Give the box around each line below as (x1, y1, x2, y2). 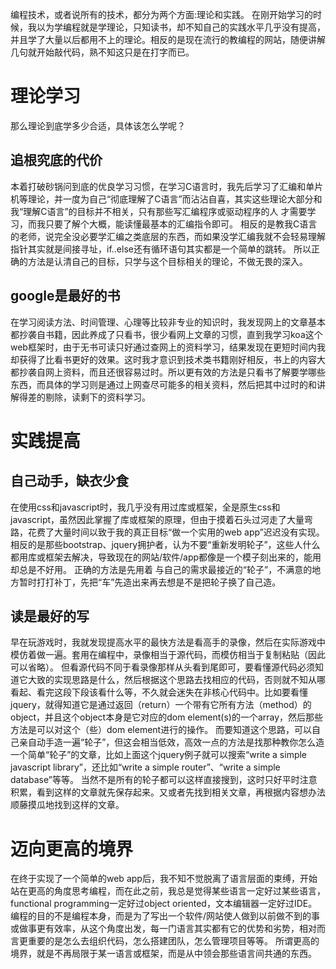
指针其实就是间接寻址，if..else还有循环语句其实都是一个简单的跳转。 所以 (10, 243, 312, 255)
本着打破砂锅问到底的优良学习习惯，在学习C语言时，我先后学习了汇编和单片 (10, 180, 324, 192)
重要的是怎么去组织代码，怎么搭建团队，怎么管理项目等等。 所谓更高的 (27, 935, 320, 947)
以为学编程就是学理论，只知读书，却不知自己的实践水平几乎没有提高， (36, 21, 326, 33)
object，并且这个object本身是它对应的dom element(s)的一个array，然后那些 (10, 711, 324, 723)
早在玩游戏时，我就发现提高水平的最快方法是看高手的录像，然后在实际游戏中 (10, 636, 326, 648)
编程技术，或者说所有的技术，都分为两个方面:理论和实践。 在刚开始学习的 (10, 9, 313, 20)
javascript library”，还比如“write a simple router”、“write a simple (10, 761, 281, 773)
